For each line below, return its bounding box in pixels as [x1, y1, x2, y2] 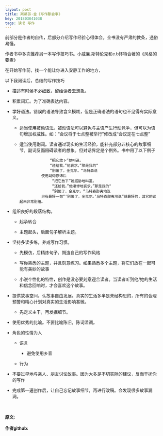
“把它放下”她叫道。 [49, 158, 83, 163]
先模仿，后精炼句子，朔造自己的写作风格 [19, 250, 100, 255]
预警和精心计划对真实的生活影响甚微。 [12, 299, 89, 305]
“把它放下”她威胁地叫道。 [51, 179, 97, 184]
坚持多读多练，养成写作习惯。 [12, 239, 72, 245]
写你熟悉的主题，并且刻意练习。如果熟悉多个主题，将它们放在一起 [19, 260, 151, 266]
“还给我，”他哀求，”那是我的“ [49, 163, 98, 168]
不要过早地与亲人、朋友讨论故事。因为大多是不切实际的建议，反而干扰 [12, 371, 153, 377]
